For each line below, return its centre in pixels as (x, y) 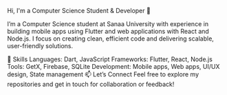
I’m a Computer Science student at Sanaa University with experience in (108, 24)
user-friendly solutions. (40, 46)
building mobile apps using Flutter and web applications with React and (108, 31)
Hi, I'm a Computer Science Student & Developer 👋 (79, 11)
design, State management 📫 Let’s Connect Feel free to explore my (103, 74)
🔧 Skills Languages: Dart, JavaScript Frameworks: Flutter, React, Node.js (110, 59)
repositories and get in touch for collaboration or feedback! (91, 84)
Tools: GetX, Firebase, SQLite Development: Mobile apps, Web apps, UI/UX (113, 66)
